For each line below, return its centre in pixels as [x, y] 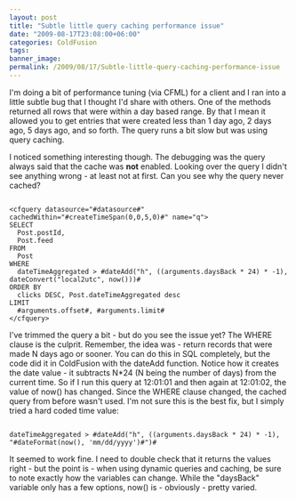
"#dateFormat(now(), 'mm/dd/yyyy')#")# [83, 442]
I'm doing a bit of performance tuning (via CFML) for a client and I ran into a [148, 92]
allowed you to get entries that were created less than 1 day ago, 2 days [140, 120]
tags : [19, 51]
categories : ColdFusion [53, 42]
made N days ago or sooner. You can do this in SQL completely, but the [140, 353]
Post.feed [35, 240]
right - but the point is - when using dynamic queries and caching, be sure [145, 468]
